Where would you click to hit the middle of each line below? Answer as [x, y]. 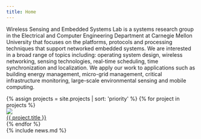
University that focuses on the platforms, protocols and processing [89, 42]
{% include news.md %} [37, 130]
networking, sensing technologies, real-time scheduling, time [82, 61]
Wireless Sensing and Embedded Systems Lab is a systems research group [100, 29]
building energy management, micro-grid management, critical [84, 74]
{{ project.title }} [27, 117]
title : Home [21, 12]
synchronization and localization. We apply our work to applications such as [101, 68]
